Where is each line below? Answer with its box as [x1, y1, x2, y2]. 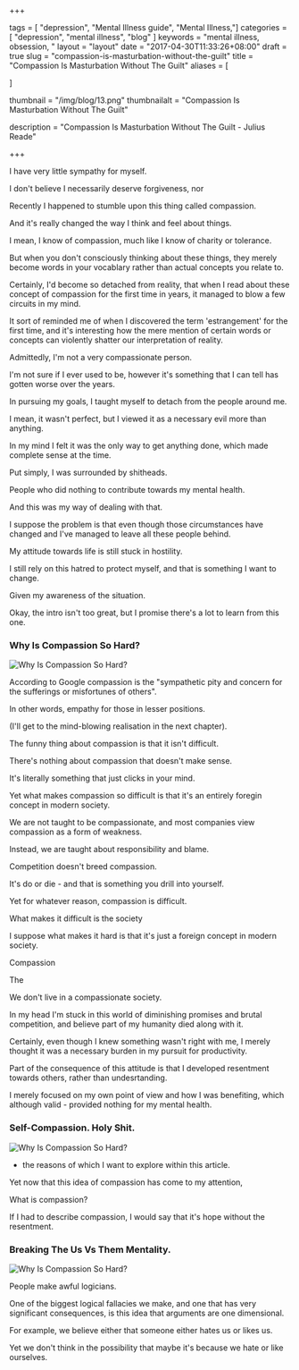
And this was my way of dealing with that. [9, 502, 163, 512]
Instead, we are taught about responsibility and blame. [9, 844, 210, 855]
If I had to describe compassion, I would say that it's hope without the [9, 1211, 265, 1222]
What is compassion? [9, 1194, 88, 1205]
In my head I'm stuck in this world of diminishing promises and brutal [9, 1010, 262, 1020]
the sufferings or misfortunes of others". [9, 686, 158, 698]
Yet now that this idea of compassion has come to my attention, [9, 1177, 244, 1188]
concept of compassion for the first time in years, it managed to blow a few [9, 289, 286, 300]
